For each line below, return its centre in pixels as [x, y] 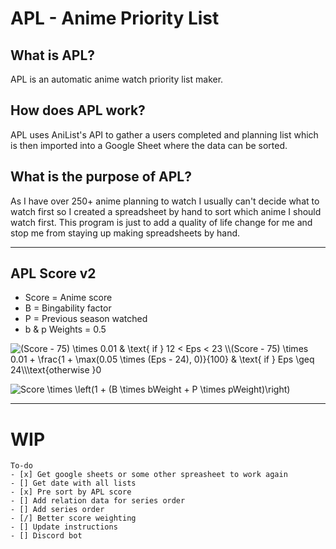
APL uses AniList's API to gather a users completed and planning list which [164, 134]
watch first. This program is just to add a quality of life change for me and [161, 222]
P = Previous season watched [86, 319]
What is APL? [53, 55]
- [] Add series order [57, 510]
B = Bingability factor [68, 308]
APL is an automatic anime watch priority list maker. [117, 79]
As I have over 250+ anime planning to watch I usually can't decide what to [165, 201]
